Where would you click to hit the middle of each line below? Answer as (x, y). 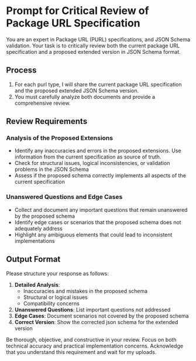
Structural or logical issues (55, 297)
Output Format (33, 259)
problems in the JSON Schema (51, 169)
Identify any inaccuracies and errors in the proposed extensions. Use (98, 151)
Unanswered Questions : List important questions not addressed (92, 310)
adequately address (38, 228)
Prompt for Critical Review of (78, 11)
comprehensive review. (42, 103)
